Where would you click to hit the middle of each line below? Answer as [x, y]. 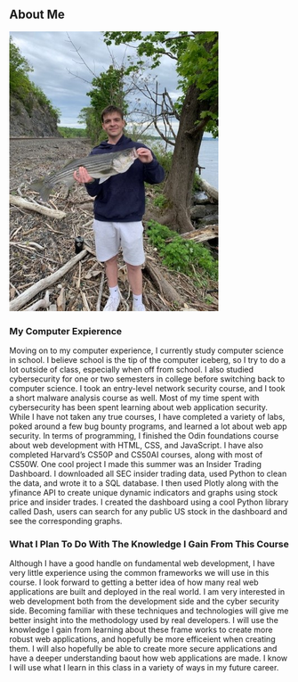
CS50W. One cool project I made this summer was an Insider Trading [136, 464]
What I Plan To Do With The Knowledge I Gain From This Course [149, 545]
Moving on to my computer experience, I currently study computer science [147, 350]
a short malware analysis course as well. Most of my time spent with [134, 398]
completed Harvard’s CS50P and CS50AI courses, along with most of [136, 455]
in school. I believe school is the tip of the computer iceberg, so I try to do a [148, 360]
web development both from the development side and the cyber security [144, 602]
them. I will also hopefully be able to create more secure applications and [143, 649]
